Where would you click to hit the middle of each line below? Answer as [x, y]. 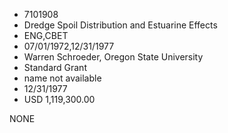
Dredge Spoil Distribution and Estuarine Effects [120, 25]
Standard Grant [55, 67]
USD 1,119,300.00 [59, 99]
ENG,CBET [46, 35]
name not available [62, 78]
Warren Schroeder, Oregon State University [113, 57]
